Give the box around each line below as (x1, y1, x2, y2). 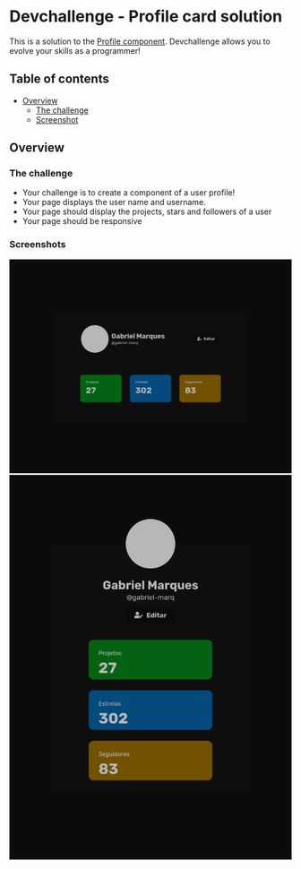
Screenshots (9, 238, 66, 251)
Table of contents (9, 72, 109, 87)
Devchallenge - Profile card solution (9, 6, 283, 27)
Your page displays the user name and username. (21, 197, 206, 208)
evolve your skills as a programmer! (9, 45, 141, 56)
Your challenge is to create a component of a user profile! (21, 187, 236, 198)
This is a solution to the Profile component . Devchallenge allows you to (9, 36, 271, 47)
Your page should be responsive (21, 216, 142, 227)
